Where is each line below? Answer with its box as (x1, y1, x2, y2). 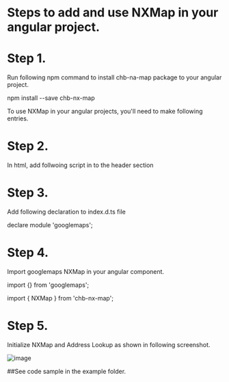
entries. (7, 114, 29, 123)
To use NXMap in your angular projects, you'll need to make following (7, 107, 203, 116)
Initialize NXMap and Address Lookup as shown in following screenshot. (7, 340, 211, 348)
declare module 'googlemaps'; (7, 221, 94, 229)
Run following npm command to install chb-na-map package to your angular (7, 73, 222, 81)
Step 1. (7, 51, 46, 66)
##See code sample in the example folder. (7, 367, 126, 375)
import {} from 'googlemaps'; (7, 281, 90, 289)
